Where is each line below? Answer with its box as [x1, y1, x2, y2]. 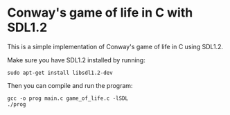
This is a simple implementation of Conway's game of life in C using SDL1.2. [7, 42, 224, 51]
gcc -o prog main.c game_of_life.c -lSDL [7, 95, 129, 102]
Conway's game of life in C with [7, 5, 193, 21]
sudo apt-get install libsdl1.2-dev [7, 69, 113, 76]
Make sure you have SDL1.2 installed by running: [7, 55, 145, 64]
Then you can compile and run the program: [7, 81, 133, 89]
